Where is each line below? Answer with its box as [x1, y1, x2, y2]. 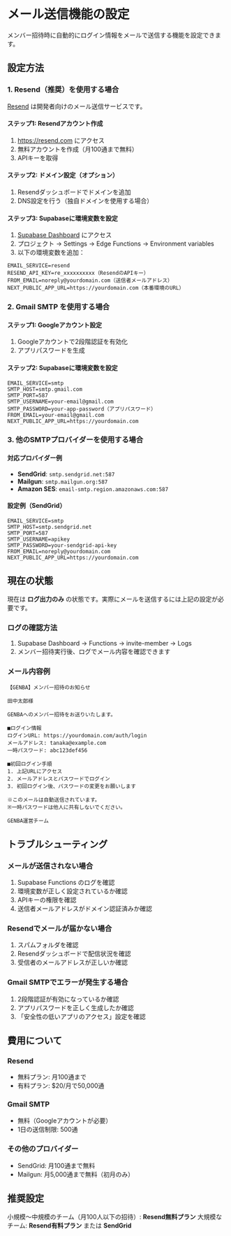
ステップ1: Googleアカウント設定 [7, 320, 103, 329]
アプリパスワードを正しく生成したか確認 [17, 1003, 134, 1011]
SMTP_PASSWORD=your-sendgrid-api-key [7, 541, 117, 549]
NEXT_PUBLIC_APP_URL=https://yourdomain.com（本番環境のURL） [7, 285, 185, 292]
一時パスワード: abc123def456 [7, 747, 88, 754]
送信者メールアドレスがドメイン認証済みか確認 [17, 904, 152, 913]
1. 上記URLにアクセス [7, 768, 63, 775]
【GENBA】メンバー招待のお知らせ [7, 684, 91, 691]
